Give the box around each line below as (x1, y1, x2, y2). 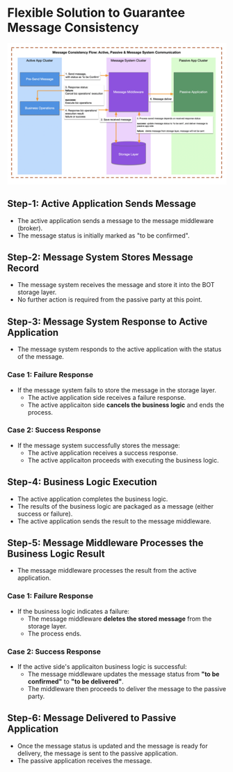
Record (7, 263, 40, 274)
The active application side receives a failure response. (27, 393, 186, 401)
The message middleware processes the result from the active (17, 566, 197, 575)
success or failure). (17, 509, 73, 518)
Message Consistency (7, 20, 139, 36)
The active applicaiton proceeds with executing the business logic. (27, 456, 219, 464)
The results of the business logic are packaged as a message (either (17, 502, 214, 510)
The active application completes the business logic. (17, 495, 168, 503)
